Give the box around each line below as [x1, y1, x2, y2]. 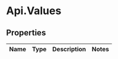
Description [52, 45, 86, 53]
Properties [6, 28, 46, 38]
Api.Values [6, 4, 62, 18]
